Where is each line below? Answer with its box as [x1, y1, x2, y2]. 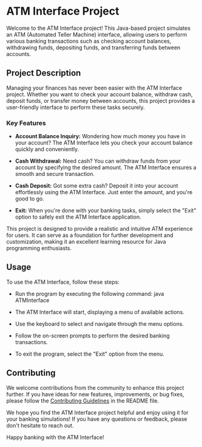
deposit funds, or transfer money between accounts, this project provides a [6, 97, 195, 104]
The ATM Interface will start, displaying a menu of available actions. [15, 308, 185, 315]
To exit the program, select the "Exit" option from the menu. [15, 350, 165, 357]
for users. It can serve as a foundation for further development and [6, 231, 174, 239]
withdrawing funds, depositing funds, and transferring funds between [6, 44, 181, 51]
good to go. [15, 195, 44, 202]
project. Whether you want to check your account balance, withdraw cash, [6, 90, 193, 98]
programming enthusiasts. [6, 245, 72, 252]
